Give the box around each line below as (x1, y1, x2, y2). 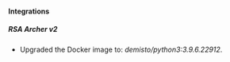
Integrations (8, 6, 50, 16)
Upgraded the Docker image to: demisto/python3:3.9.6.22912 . (19, 45, 223, 54)
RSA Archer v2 (8, 25, 58, 34)
